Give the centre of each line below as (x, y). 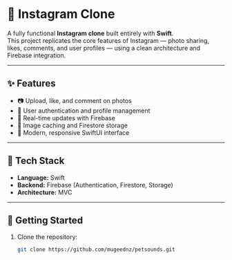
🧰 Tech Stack (36, 161)
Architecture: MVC (45, 192)
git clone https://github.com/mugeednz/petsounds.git (96, 250)
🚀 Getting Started (45, 220)
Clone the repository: (47, 237)
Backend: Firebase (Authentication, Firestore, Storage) (95, 185)
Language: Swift (41, 177)
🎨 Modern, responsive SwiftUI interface (73, 132)
